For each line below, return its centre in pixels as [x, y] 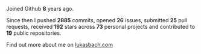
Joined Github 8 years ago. [40, 9]
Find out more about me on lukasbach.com [60, 45]
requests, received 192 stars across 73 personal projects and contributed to [101, 27]
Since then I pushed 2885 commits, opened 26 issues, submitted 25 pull [97, 20]
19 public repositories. [34, 33]
